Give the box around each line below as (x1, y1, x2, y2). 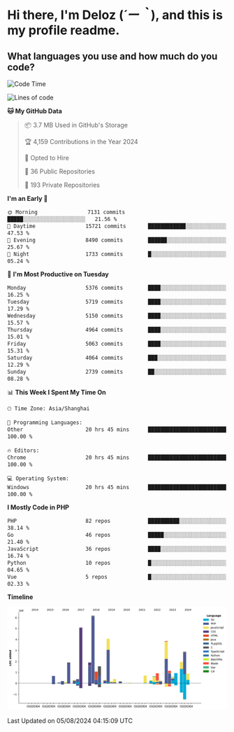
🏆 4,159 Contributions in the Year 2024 (24, 138, 138, 146)
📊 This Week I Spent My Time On (7, 388, 106, 396)
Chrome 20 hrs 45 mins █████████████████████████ (7, 454, 227, 461)
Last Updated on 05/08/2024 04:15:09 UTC (7, 717, 133, 725)
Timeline (7, 593, 34, 601)
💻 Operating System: (7, 475, 70, 482)
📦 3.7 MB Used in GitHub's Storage (24, 121, 128, 129)
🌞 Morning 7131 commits (7, 209, 126, 216)
